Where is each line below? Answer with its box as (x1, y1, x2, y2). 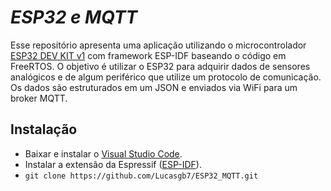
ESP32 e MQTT (10, 6, 138, 29)
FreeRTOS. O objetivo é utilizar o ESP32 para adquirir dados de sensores (10, 60, 311, 72)
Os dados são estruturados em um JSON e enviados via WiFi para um (10, 81, 298, 93)
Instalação (10, 121, 78, 138)
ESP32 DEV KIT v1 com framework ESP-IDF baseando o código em (10, 49, 287, 61)
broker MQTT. (10, 92, 68, 104)
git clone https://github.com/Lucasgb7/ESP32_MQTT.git (24, 171, 259, 181)
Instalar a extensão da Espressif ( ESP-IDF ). (24, 158, 202, 170)
